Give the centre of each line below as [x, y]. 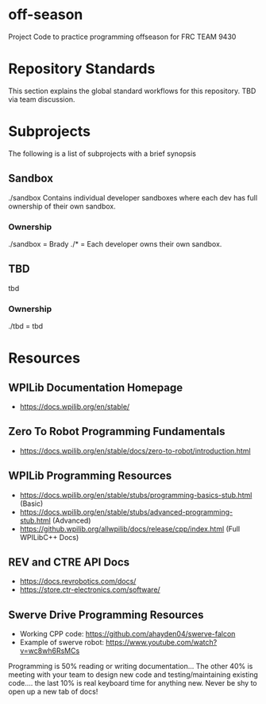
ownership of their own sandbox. [62, 206]
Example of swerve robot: [62, 643]
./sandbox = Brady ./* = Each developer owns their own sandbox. [115, 243]
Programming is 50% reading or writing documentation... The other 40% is [131, 667]
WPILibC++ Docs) [49, 537]
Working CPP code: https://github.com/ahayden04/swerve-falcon [127, 634]
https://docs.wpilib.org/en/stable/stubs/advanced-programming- [126, 511]
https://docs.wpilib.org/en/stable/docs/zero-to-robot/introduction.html [135, 450]
